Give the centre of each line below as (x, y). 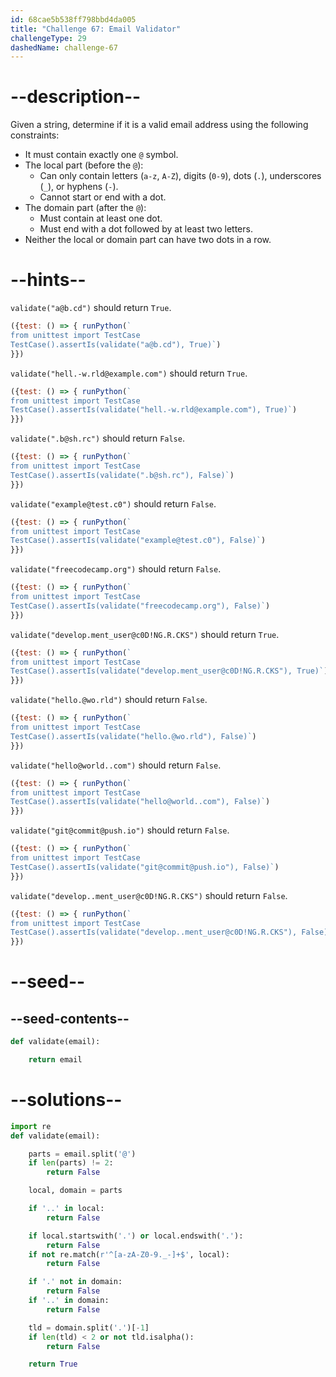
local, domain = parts (75, 1191)
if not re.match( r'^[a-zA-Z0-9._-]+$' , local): (129, 1254)
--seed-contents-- (70, 1018)
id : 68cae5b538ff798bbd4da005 (73, 19)
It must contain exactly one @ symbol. (101, 155)
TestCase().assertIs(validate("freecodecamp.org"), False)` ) (140, 606)
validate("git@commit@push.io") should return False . (120, 830)
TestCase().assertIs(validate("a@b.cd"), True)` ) (116, 344)
